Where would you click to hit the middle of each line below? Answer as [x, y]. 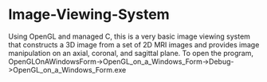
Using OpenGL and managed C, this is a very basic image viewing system [130, 36]
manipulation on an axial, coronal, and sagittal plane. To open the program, [131, 53]
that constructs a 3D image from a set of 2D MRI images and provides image [134, 44]
